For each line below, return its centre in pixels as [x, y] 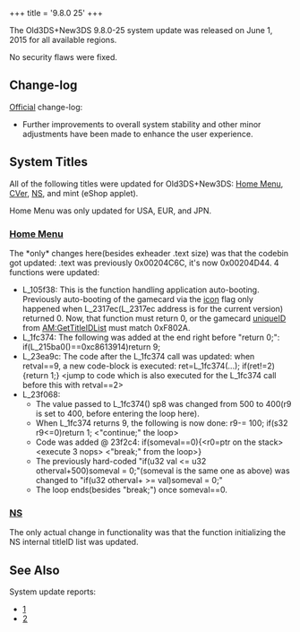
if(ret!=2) [258, 366]
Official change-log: [46, 107]
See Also [34, 570]
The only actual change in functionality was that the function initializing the [148, 532]
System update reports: [53, 592]
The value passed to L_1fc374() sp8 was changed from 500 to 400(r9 [163, 403]
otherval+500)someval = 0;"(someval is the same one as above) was [163, 471]
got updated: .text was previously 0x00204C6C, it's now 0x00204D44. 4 [144, 263]
